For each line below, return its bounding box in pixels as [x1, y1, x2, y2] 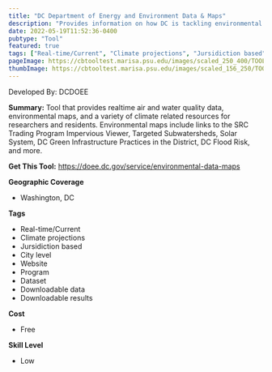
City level [19, 250, 52, 259]
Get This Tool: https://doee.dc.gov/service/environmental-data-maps [8, 161, 240, 171]
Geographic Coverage [8, 177, 84, 186]
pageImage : [8, 58, 45, 66]
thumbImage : [8, 65, 49, 73]
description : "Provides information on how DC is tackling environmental [8, 19, 263, 28]
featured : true [8, 42, 60, 50]
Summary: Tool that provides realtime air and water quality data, [8, 102, 224, 112]
